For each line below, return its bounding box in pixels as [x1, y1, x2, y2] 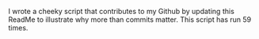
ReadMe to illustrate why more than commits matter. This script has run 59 [8, 15, 252, 24]
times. [8, 23, 29, 32]
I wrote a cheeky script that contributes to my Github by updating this [8, 7, 235, 16]
